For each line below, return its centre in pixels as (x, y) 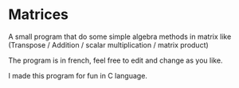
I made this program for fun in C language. (78, 75)
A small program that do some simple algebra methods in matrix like (120, 36)
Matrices (39, 15)
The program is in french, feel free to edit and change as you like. (116, 60)
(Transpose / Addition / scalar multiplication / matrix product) (108, 44)
